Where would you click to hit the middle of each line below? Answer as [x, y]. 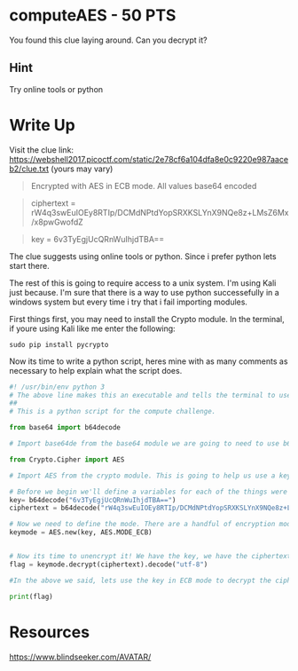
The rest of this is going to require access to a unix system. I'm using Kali [143, 283]
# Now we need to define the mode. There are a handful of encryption [142, 525]
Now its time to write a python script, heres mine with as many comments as [149, 361]
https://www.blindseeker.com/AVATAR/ [80, 657]
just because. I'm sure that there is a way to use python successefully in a [144, 292]
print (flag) [31, 596]
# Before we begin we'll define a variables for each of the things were [149, 492]
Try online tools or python [56, 89]
